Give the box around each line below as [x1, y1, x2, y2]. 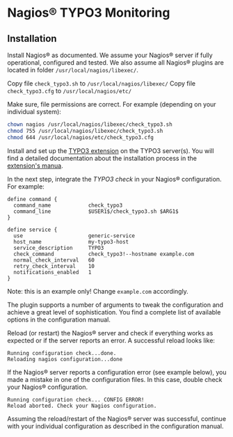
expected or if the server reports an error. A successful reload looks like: [7, 336, 216, 344]
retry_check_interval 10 [13, 262, 95, 269]
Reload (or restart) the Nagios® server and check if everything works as [7, 328, 214, 337]
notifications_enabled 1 [13, 269, 92, 276]
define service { [7, 226, 58, 233]
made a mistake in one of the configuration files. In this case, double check [7, 375, 223, 383]
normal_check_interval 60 [13, 256, 95, 264]
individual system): [7, 108, 61, 116]
